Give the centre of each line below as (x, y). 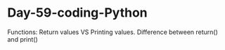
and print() (23, 39)
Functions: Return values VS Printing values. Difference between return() (112, 32)
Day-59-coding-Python (77, 13)
